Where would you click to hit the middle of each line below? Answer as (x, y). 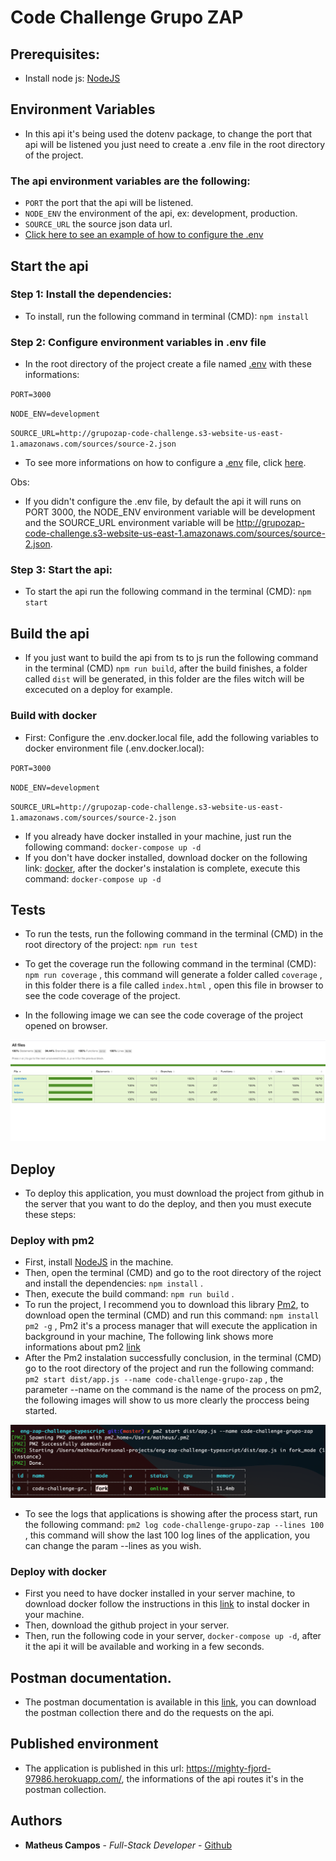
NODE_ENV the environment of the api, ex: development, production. (161, 213)
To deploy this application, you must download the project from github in (174, 1193)
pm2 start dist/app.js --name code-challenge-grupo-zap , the (154, 1379)
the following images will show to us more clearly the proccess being (167, 1400)
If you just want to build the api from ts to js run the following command (171, 658)
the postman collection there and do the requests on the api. (149, 1713)
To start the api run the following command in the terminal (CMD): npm (168, 592)
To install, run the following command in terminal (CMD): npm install (167, 316)
